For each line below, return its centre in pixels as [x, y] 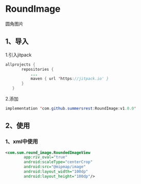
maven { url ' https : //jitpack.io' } [70, 79]
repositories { [37, 69]
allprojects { [21, 65]
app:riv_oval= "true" [46, 157]
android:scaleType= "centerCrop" [58, 162]
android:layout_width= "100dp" [56, 172]
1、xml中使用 [22, 141]
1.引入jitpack [18, 55]
